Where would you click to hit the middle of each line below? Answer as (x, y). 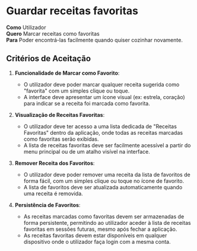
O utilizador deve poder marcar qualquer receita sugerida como (101, 84)
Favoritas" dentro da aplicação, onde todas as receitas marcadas (103, 132)
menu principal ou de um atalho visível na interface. (87, 151)
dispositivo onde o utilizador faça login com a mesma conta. (97, 242)
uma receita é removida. (53, 193)
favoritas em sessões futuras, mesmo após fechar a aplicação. (100, 229)
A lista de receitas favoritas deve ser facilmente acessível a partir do (107, 145)
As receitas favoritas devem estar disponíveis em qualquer (95, 235)
